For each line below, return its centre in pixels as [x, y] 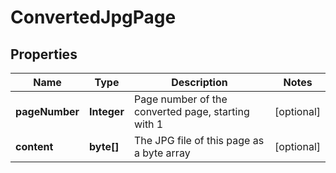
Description [199, 82]
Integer [107, 111]
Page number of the [180, 99]
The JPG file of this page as [199, 140]
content [34, 146]
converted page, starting [191, 111]
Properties [44, 54]
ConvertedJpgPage [93, 17]
